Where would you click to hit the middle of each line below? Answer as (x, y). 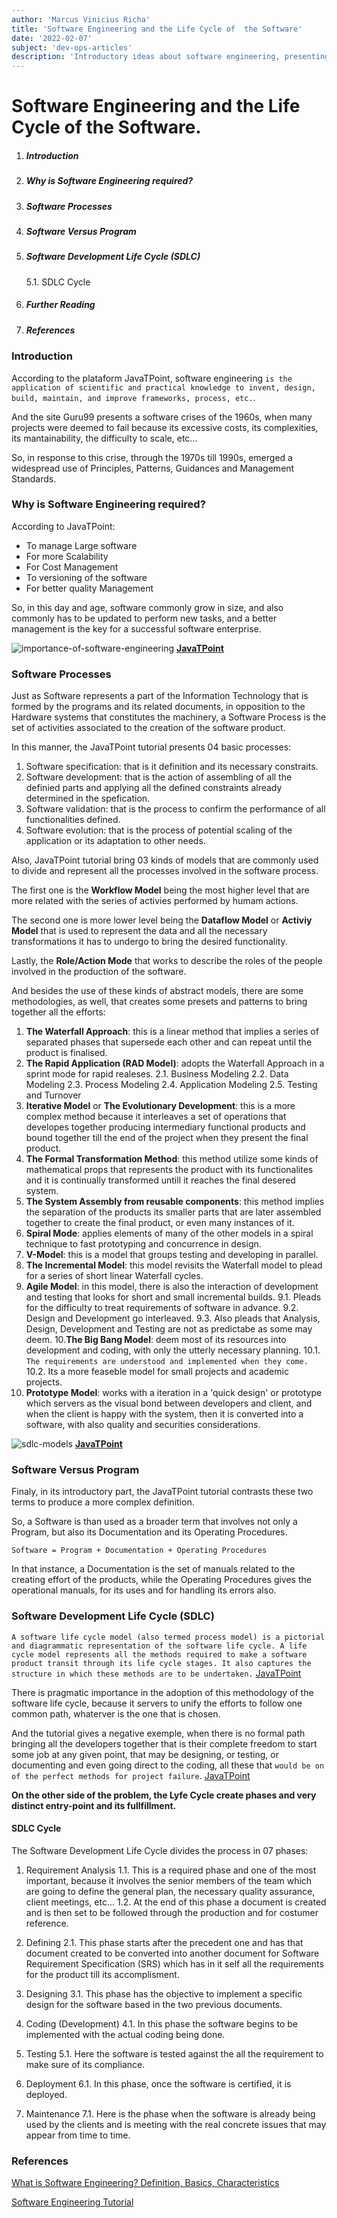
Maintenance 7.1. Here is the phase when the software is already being (170, 2113)
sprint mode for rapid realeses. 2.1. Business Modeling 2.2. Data (157, 1074)
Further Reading (60, 305)
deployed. (46, 2094)
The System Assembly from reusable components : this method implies (175, 1202)
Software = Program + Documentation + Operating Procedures (139, 1551)
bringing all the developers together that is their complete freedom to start (164, 1743)
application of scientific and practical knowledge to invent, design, (163, 387)
